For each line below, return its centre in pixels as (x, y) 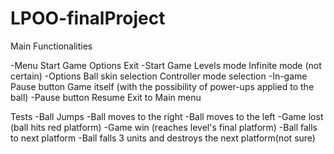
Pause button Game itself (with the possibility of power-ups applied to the (162, 86)
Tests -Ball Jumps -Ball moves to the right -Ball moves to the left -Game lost (167, 116)
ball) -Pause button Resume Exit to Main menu (106, 97)
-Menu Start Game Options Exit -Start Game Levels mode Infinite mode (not (166, 65)
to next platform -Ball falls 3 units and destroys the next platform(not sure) (163, 138)
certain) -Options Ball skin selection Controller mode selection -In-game (159, 76)
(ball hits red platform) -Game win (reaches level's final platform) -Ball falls (164, 127)
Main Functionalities (51, 46)
